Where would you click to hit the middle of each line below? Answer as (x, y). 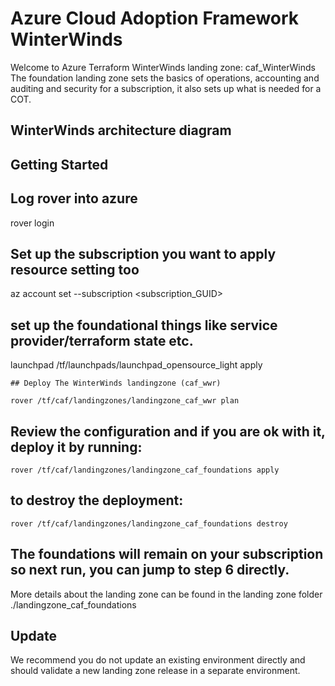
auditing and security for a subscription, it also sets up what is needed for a (166, 88)
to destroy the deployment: (97, 500)
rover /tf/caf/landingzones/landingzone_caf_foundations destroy (149, 523)
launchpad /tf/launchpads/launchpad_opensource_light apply (136, 365)
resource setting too (75, 269)
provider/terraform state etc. (102, 340)
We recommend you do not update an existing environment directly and (158, 660)
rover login (32, 223)
